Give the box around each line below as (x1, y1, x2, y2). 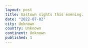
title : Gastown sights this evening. (5, 12, 84, 17)
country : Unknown (5, 26, 41, 31)
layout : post (5, 7, 32, 12)
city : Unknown (5, 21, 35, 26)
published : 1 (5, 35, 32, 40)
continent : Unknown (5, 30, 46, 35)
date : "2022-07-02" (5, 16, 46, 21)
